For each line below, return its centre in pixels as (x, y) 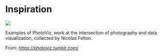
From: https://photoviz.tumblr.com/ (42, 48)
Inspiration (29, 9)
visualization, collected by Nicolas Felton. (49, 38)
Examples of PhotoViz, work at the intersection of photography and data (81, 33)
